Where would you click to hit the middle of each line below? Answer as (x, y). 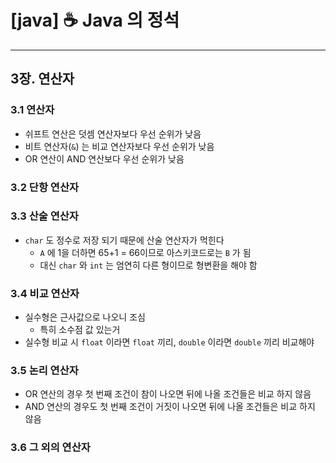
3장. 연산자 (42, 79)
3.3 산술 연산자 (44, 216)
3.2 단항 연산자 (44, 187)
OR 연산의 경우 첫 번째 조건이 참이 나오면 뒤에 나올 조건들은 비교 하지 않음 (168, 394)
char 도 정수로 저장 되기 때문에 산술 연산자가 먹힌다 (124, 240)
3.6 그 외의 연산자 (50, 448)
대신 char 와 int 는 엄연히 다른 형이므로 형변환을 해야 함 (148, 265)
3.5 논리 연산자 (44, 371)
